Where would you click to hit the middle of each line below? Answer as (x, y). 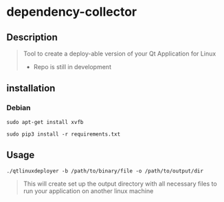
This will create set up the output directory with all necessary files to (120, 184)
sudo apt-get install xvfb (45, 122)
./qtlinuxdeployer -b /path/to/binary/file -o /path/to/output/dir (105, 171)
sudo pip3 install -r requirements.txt (64, 134)
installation (31, 89)
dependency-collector (72, 12)
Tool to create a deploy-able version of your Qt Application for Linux (120, 53)
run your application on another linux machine (88, 191)
